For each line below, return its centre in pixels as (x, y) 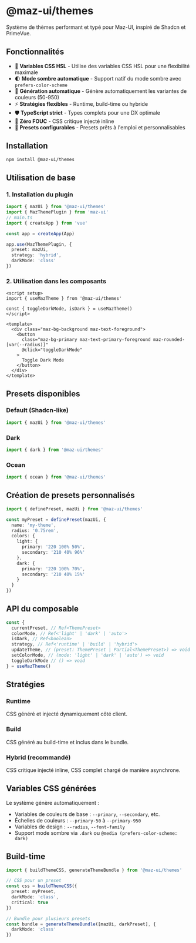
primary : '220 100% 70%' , (53, 569)
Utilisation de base (41, 178)
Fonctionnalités (35, 52)
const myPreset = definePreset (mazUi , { (56, 519)
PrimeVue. (18, 33)
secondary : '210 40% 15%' (53, 574)
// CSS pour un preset (34, 881)
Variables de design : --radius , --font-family (70, 827)
